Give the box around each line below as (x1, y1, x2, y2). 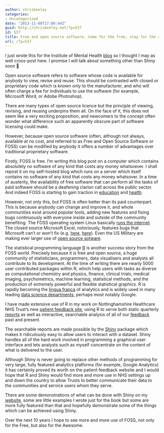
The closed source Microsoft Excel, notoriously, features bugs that (5, 225, 139, 231)
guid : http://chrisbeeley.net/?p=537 (5, 25, 82, 30)
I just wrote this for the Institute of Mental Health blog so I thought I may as (5, 52, 155, 58)
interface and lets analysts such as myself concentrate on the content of (5, 341, 151, 348)
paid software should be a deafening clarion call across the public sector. (5, 184, 153, 190)
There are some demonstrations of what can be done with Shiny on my (5, 392, 148, 398)
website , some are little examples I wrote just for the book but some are (5, 397, 149, 403)
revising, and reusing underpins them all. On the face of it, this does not (5, 108, 149, 114)
